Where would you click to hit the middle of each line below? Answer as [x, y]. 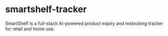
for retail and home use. [30, 28]
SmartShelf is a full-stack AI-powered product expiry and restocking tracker [84, 23]
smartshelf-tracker [46, 9]
